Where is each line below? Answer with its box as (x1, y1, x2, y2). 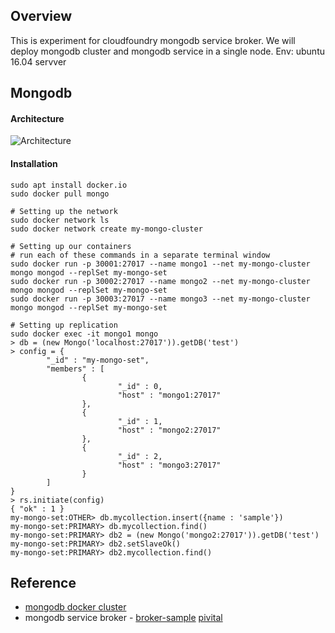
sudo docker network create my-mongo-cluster (10, 224, 203, 234)
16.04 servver (10, 55, 67, 68)
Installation (10, 158, 58, 169)
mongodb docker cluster (24, 601, 127, 613)
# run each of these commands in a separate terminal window (10, 250, 271, 260)
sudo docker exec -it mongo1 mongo (10, 329, 159, 339)
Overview (10, 8, 73, 25)
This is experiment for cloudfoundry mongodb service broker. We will (10, 34, 296, 46)
